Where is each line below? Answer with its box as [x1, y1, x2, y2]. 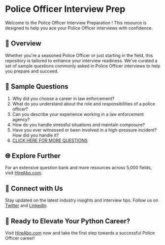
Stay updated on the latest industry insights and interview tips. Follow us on [5, 197, 159, 203]
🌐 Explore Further [5, 151, 61, 160]
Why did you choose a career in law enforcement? [12, 95, 115, 102]
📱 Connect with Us [5, 184, 63, 193]
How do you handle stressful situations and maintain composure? [12, 122, 145, 128]
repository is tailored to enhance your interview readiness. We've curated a [5, 58, 158, 64]
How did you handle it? [12, 132, 59, 138]
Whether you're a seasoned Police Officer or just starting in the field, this [5, 52, 153, 58]
